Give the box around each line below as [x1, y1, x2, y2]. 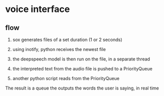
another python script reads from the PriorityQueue [12, 75, 120, 81]
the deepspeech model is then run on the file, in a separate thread [12, 56, 150, 62]
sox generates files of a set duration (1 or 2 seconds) [12, 36, 123, 42]
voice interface [5, 3, 70, 15]
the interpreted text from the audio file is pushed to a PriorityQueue [12, 66, 153, 71]
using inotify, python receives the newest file [12, 46, 106, 52]
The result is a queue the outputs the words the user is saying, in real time [5, 85, 159, 91]
